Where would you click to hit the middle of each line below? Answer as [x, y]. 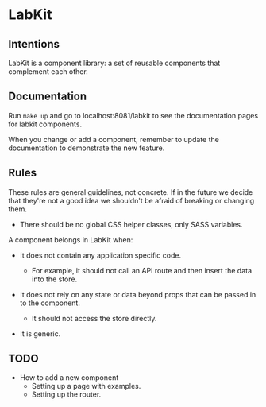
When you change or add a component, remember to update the [114, 139]
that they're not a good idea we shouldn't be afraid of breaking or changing [131, 200]
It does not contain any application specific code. [100, 255]
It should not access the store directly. [94, 318]
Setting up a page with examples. [86, 386]
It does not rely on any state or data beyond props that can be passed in [138, 294]
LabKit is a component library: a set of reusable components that [114, 63]
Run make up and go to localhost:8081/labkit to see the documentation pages [133, 115]
